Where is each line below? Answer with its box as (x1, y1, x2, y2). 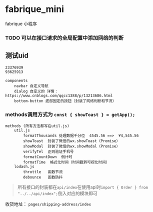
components (5, 78, 28, 83)
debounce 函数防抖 (23, 174, 63, 179)
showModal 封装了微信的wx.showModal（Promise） (23, 143, 120, 148)
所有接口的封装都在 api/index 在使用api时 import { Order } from (17, 184, 148, 190)
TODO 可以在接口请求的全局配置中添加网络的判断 (5, 34, 124, 41)
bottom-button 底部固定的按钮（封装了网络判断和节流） (14, 98, 116, 103)
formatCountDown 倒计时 (23, 154, 72, 159)
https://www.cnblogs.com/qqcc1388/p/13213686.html (5, 93, 113, 98)
